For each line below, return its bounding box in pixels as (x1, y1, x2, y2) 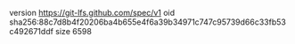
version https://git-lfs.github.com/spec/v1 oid (9, 8, 176, 18)
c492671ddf (9, 26, 53, 36)
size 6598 (54, 26, 92, 36)
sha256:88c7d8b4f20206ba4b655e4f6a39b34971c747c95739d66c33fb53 (9, 17, 287, 27)
